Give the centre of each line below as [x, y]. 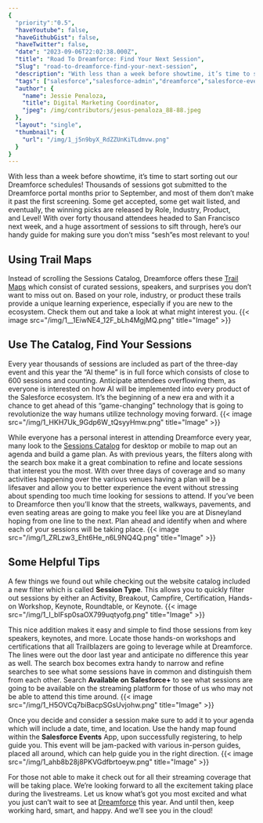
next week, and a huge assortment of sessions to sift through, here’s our [125, 227]
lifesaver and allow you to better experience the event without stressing [123, 487]
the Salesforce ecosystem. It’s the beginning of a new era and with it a [121, 397]
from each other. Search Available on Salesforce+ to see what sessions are [130, 679]
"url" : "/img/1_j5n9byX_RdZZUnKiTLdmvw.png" [96, 139]
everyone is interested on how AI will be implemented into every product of [129, 389]
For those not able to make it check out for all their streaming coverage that [130, 777]
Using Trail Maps [50, 260]
